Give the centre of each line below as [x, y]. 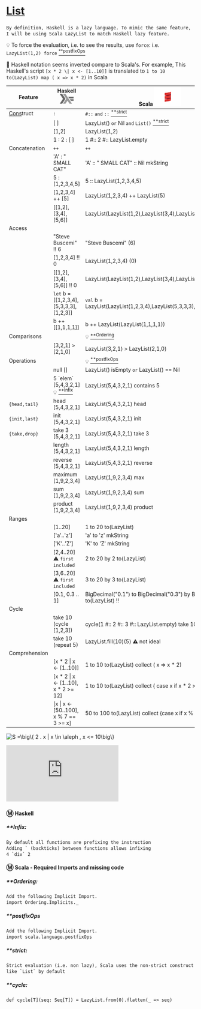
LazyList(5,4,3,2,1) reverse [119, 463]
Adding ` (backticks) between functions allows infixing [79, 848]
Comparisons [25, 336]
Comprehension [28, 653]
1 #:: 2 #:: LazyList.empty [116, 140]
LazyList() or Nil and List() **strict [127, 123]
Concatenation [27, 148]
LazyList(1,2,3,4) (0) [111, 261]
